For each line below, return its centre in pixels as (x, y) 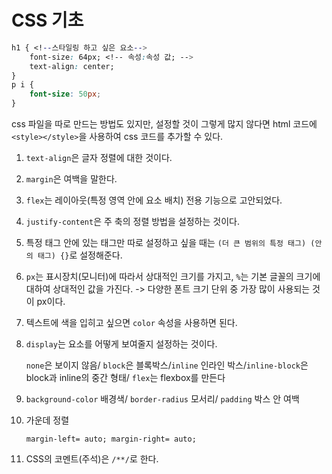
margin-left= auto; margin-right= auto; (111, 439)
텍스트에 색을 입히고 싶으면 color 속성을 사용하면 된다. (131, 323)
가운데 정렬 (47, 420)
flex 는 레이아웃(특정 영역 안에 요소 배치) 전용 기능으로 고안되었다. (154, 200)
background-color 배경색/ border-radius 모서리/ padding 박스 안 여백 (162, 399)
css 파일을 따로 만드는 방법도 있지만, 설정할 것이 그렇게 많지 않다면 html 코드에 (164, 124)
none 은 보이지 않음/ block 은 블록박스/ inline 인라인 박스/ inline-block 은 (167, 365)
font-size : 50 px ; (65, 94)
